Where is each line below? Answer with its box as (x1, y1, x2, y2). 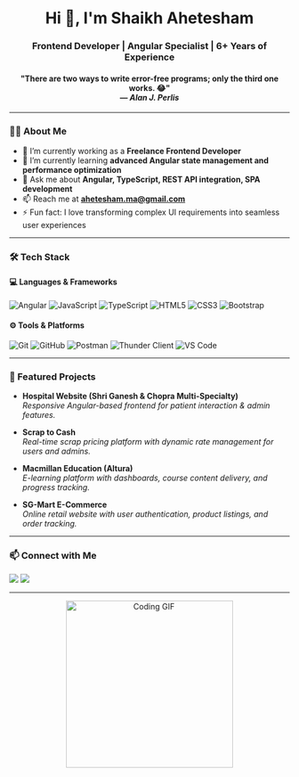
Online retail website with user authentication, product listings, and (21, 509, 269, 519)
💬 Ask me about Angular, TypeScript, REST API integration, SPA (21, 174, 261, 184)
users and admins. (21, 446, 92, 457)
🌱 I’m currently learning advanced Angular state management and (21, 155, 270, 166)
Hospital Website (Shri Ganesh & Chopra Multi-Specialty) (21, 391, 238, 402)
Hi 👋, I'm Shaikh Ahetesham (44, 8, 255, 29)
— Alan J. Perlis (119, 92, 180, 102)
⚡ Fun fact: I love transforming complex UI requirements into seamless (21, 207, 280, 217)
